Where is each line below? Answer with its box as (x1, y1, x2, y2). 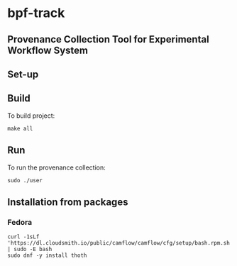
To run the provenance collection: (7, 163, 106, 172)
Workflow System (7, 44, 89, 56)
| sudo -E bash (7, 246, 53, 253)
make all (7, 125, 33, 132)
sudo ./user (7, 177, 43, 184)
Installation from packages (7, 196, 128, 208)
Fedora (7, 217, 33, 227)
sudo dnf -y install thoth (7, 252, 87, 260)
